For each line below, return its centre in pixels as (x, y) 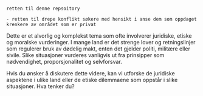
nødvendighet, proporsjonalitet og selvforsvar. (64, 62)
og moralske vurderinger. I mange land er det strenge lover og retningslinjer (101, 42)
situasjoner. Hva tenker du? (40, 86)
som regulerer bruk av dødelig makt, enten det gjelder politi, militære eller (98, 49)
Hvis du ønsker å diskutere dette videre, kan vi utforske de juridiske (91, 73)
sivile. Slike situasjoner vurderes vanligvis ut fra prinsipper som (85, 55)
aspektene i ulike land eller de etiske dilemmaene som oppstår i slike (92, 80)
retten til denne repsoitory (43, 9)
